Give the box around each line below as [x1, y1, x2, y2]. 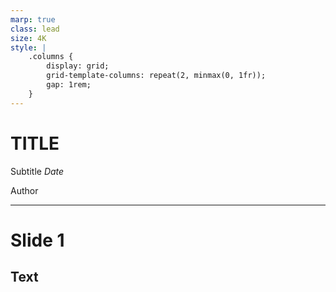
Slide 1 [10, 229, 65, 251]
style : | [10, 42, 47, 53]
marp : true [10, 14, 56, 25]
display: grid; [46, 61, 110, 71]
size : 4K [10, 33, 47, 43]
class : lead [10, 24, 60, 34]
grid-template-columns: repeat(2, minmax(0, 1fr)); [46, 71, 267, 81]
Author [10, 184, 39, 196]
